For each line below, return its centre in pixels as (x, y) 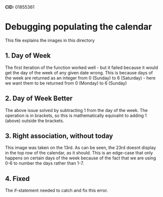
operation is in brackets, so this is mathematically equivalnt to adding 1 (76, 115)
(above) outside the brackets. (35, 120)
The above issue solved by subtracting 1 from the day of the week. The (76, 110)
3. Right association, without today (59, 136)
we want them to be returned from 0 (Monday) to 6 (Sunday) (66, 83)
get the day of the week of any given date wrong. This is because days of (79, 72)
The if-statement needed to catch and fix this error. (57, 191)
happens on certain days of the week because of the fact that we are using (81, 158)
